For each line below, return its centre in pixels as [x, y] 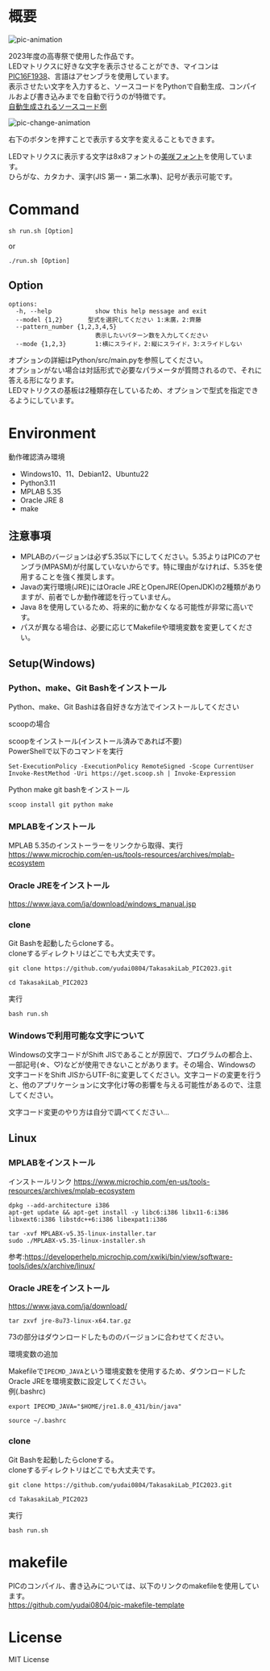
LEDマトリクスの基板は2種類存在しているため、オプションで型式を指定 [127, 390]
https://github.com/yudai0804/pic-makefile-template [97, 1605]
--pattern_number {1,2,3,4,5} [66, 327]
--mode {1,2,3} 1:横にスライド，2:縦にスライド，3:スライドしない [129, 344]
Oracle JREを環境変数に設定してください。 [79, 1381]
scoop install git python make [61, 805]
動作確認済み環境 [37, 456]
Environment [52, 433]
